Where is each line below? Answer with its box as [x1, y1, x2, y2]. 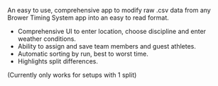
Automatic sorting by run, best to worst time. [17, 49, 149, 58]
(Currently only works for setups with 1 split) [7, 70, 137, 79]
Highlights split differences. [17, 57, 98, 66]
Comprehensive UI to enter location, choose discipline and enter [17, 27, 207, 35]
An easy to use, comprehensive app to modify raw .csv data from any [7, 6, 211, 14]
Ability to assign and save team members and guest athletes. [17, 42, 197, 50]
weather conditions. [17, 35, 77, 43]
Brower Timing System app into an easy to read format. [7, 13, 169, 22]
